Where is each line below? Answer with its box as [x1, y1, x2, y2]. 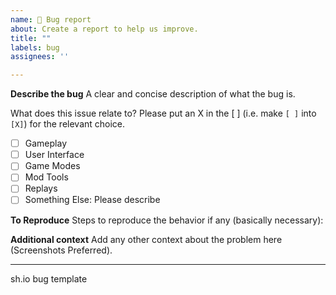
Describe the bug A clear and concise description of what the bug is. [10, 88, 296, 100]
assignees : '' [10, 52, 70, 62]
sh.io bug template [10, 272, 88, 285]
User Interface [24, 149, 85, 161]
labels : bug [10, 42, 60, 53]
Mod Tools [24, 171, 69, 183]
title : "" [10, 33, 52, 43]
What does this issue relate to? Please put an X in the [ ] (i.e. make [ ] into [10, 107, 317, 120]
